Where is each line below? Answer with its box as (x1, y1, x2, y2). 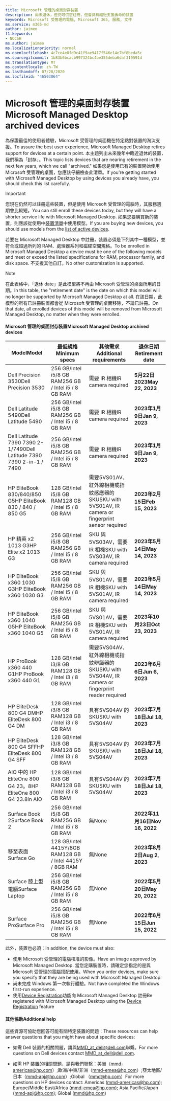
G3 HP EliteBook (8, 586, 46, 593)
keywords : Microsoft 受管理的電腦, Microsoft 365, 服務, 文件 (5, 17, 132, 22)
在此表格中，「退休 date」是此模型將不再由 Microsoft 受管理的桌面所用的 (5, 281, 157, 287)
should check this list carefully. (5, 180, 70, 187)
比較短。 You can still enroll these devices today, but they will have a (14, 207, 157, 213)
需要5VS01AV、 (89, 474, 128, 481)
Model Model (11, 349, 43, 356)
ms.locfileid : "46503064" (5, 74, 60, 79)
